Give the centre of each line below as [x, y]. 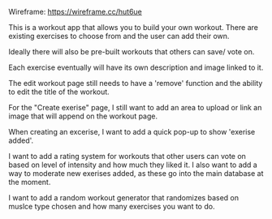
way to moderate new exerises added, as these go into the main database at [136, 173]
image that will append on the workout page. [83, 116]
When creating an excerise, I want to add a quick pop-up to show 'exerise [132, 132]
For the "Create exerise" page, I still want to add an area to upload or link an [135, 107]
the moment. [30, 182]
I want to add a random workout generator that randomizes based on [124, 198]
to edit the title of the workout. [59, 92]
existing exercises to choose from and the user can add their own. [119, 36]
